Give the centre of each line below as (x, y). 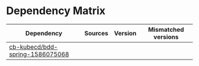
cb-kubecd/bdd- (33, 47)
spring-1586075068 (39, 54)
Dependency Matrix (56, 11)
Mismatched (166, 29)
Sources (96, 33)
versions (166, 37)
